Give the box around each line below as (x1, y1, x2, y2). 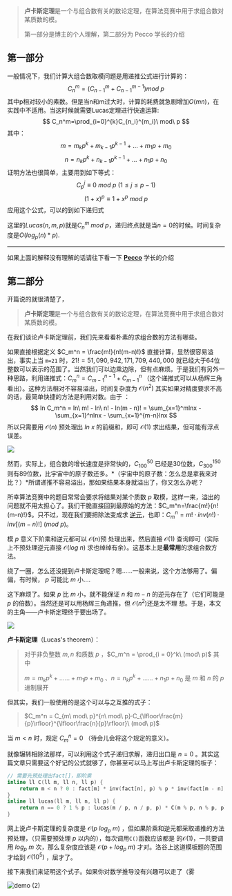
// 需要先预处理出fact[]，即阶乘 (7, 772, 92, 779)
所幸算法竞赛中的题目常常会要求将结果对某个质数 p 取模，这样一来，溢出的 (7, 492, 220, 501)
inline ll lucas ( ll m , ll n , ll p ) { (7, 798, 116, 805)
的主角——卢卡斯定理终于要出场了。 (7, 608, 110, 616)
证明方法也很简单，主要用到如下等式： (7, 169, 116, 177)
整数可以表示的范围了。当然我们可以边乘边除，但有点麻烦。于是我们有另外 (7, 365, 219, 373)
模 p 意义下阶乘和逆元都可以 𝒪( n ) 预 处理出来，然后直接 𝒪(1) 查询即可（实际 (7, 535, 220, 543)
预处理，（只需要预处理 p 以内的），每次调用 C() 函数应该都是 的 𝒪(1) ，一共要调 (7, 834, 224, 842)
